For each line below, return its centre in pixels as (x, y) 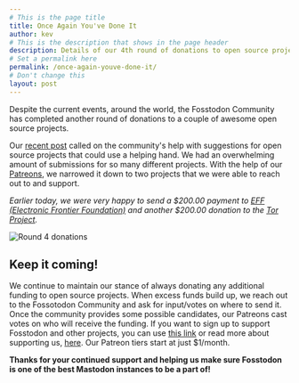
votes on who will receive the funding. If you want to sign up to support (140, 324)
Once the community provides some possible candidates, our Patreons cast (148, 314)
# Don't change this (48, 76)
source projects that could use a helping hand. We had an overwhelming (142, 155)
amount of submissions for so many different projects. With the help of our (146, 164)
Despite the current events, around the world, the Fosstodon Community (142, 109)
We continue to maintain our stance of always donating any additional (137, 286)
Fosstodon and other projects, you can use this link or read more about (139, 333)
